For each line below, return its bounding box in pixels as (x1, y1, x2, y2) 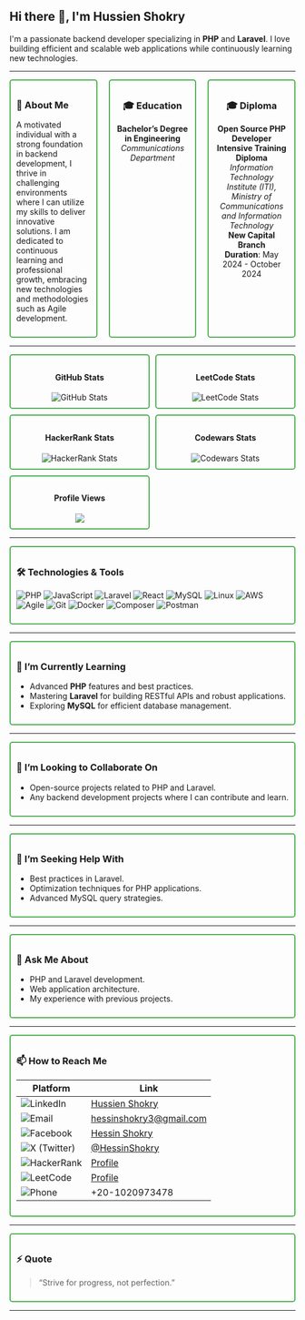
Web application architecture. (29, 984, 141, 995)
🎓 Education (123, 99, 182, 112)
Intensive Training (216, 143, 287, 154)
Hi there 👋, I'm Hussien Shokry (9, 9, 186, 25)
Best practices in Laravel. (29, 873, 124, 884)
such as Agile (16, 303, 67, 314)
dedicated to (16, 236, 64, 247)
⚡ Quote (16, 1253, 53, 1265)
